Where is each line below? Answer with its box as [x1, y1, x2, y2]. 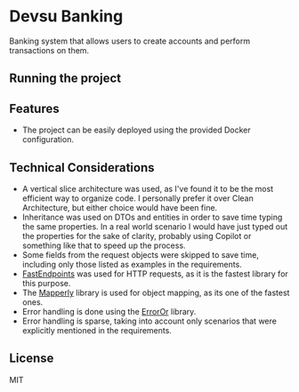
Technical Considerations [9, 160, 155, 175]
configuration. [21, 134, 74, 145]
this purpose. [21, 277, 71, 288]
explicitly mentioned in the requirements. [21, 324, 172, 335]
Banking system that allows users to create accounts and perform [9, 36, 251, 46]
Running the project [9, 71, 122, 86]
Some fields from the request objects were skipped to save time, [21, 249, 260, 260]
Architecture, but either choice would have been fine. [21, 202, 218, 212]
